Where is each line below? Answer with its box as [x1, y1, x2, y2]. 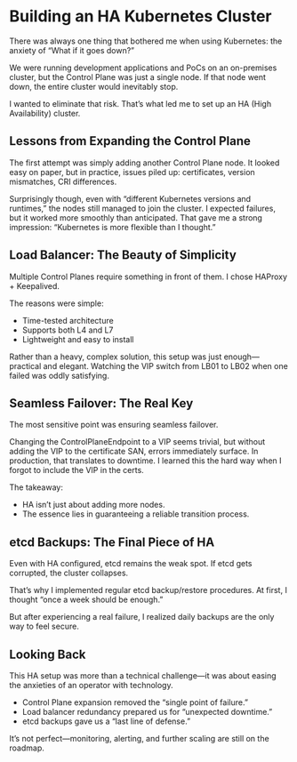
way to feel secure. [9, 621, 80, 632]
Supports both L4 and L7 [21, 325, 114, 335]
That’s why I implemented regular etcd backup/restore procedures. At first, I [9, 585, 287, 596]
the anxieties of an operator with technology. [9, 680, 173, 690]
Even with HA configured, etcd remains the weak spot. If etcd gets [9, 558, 253, 569]
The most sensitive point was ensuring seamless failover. [9, 420, 219, 430]
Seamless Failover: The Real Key [9, 396, 194, 411]
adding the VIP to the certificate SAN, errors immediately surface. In [9, 446, 259, 457]
